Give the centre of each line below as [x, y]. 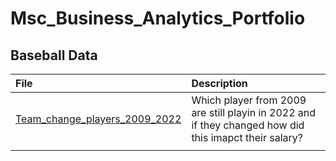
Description [219, 83]
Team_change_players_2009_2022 [98, 119]
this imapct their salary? [247, 137]
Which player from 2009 [249, 100]
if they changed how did [248, 125]
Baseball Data [54, 55]
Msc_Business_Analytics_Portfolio [158, 18]
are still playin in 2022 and [254, 112]
